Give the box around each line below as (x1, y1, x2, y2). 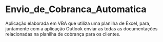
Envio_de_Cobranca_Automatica (5, 4, 147, 15)
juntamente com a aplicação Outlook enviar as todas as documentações (5, 25, 158, 31)
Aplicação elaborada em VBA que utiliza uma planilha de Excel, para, (5, 20, 151, 26)
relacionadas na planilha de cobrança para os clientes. (5, 31, 120, 37)
